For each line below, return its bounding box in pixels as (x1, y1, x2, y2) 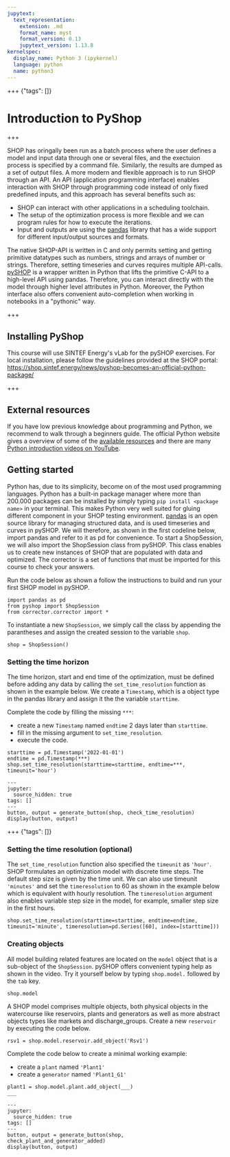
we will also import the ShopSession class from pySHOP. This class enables (7, 540, 222, 549)
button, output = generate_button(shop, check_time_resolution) (7, 809, 195, 817)
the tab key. (7, 977, 41, 985)
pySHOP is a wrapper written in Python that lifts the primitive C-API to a (7, 268, 209, 276)
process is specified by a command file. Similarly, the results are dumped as (7, 161, 223, 169)
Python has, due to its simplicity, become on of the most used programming (7, 482, 222, 490)
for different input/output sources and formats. (16, 233, 150, 241)
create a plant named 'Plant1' (16, 1063, 105, 1071)
